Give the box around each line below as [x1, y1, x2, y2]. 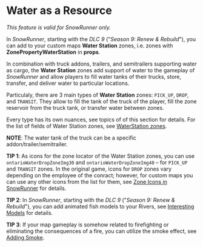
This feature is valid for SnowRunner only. [6, 24, 111, 31]
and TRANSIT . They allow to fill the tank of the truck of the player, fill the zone [6, 98, 197, 105]
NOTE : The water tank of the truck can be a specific [6, 134, 136, 141]
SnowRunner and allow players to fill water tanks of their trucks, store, [6, 73, 182, 80]
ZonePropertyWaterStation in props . [6, 48, 101, 55]
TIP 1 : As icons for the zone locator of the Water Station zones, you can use [6, 152, 195, 160]
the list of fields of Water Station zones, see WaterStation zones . [6, 122, 167, 129]
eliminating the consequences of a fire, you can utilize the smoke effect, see [6, 227, 197, 234]
